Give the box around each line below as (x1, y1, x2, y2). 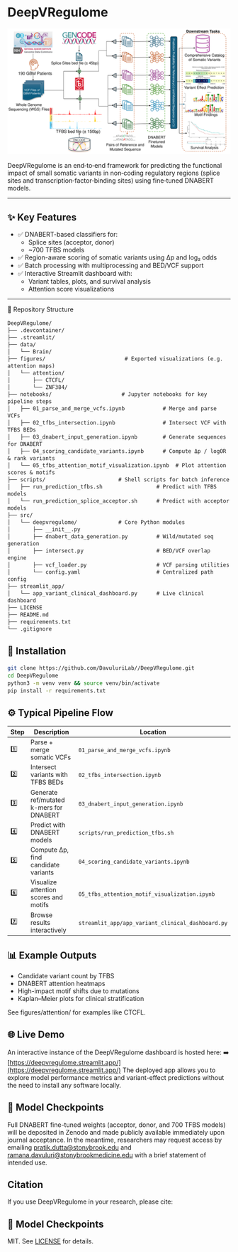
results (30, 918, 51, 926)
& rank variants (7, 455, 55, 462)
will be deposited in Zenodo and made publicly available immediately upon (7, 1128, 225, 1136)
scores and (30, 893, 64, 901)
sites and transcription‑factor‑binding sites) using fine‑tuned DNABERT (7, 176, 215, 185)
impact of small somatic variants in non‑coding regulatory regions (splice (7, 168, 220, 178)
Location (140, 727, 166, 736)
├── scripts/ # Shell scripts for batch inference (7, 476, 230, 483)
